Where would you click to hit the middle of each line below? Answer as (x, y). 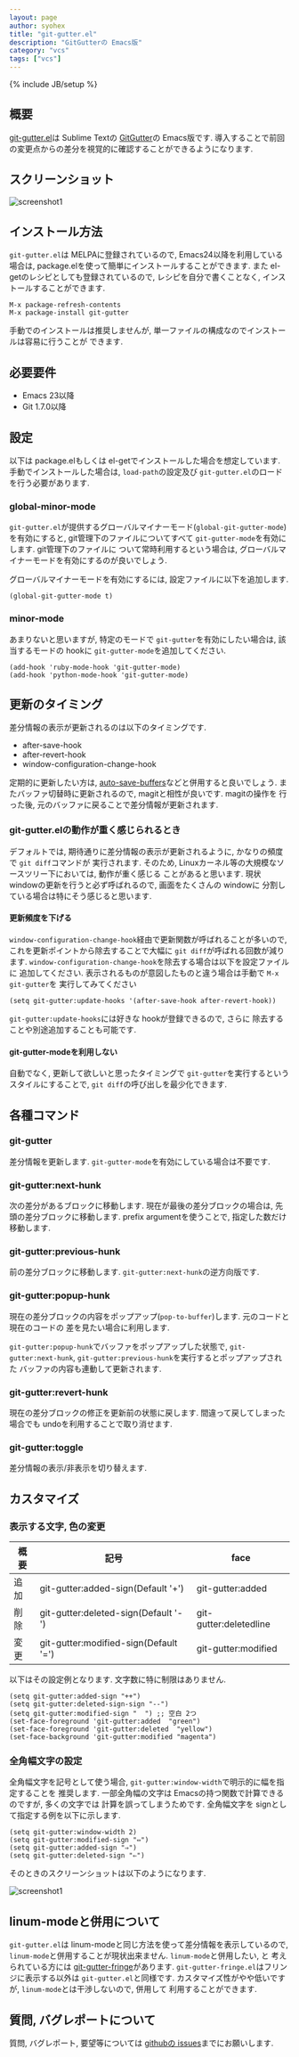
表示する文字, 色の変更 (57, 1526)
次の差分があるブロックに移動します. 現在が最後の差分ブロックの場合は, (141, 1206)
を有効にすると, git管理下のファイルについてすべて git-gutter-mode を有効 (144, 538)
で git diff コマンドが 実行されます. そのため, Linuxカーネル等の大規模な (143, 862)
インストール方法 (56, 232)
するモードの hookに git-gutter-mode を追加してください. (121, 650)
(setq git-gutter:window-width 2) (73, 1833)
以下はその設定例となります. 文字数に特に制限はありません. (118, 1679)
